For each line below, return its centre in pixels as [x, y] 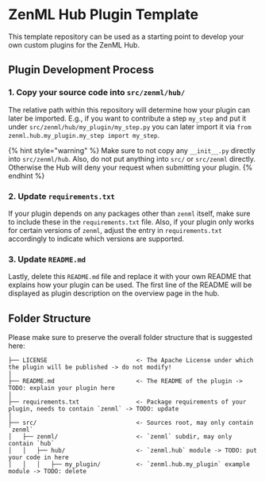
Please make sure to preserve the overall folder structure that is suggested [130, 338]
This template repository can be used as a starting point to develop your [126, 36]
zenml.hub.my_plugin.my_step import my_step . [84, 135]
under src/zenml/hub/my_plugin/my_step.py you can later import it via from [130, 126]
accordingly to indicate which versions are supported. [96, 239]
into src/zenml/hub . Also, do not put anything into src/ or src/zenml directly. [132, 159]
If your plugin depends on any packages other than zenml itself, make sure [129, 213]
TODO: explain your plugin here [61, 388]
